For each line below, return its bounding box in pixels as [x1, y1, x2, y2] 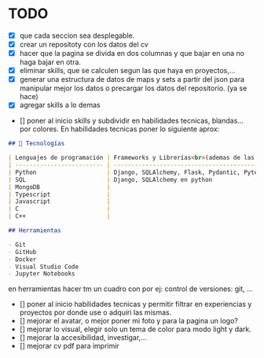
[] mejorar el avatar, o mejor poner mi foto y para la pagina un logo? [19, 316, 238, 326]
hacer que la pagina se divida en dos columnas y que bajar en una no [19, 49, 245, 58]
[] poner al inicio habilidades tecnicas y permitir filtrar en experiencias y [19, 300, 252, 309]
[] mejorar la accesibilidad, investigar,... [19, 333, 147, 342]
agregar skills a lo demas [19, 100, 101, 110]
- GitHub [8, 248, 37, 256]
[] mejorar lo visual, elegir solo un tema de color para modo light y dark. [19, 324, 251, 334]
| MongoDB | [8, 183, 111, 191]
